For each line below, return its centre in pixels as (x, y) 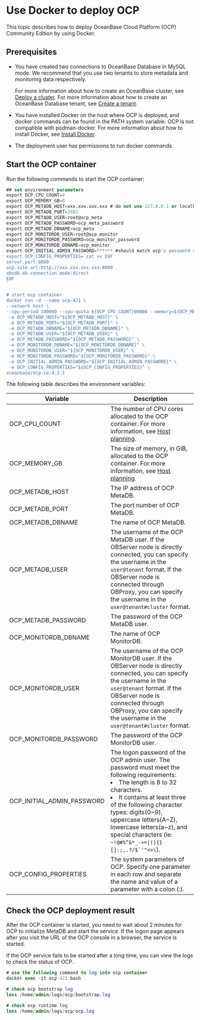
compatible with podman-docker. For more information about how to (99, 128)
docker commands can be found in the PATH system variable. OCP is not (104, 121)
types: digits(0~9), (136, 812)
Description (151, 399)
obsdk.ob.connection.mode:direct (48, 273)
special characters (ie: (141, 835)
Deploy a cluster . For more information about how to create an (91, 97)
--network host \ (28, 306)
